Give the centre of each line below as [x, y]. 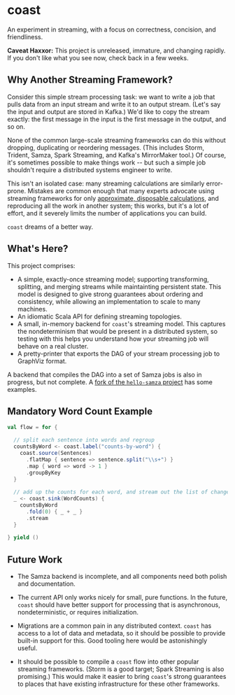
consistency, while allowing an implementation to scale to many [109, 301]
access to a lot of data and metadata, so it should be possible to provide [121, 633]
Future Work [35, 560]
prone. [17, 190]
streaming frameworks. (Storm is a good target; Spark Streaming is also [121, 669]
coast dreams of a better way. [50, 227]
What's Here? [38, 249]
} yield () [23, 538]
